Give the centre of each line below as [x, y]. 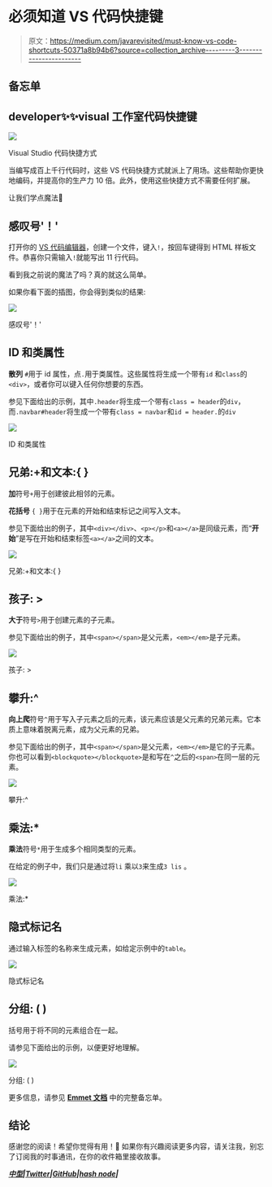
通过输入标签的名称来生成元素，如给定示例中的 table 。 [99, 948]
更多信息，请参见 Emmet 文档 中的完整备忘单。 [87, 1097]
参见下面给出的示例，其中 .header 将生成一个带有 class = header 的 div [123, 401]
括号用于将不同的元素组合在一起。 [65, 1030]
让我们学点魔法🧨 [36, 198]
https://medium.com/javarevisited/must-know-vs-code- [143, 41]
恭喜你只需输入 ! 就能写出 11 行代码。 [83, 257]
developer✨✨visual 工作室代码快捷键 [103, 116]
